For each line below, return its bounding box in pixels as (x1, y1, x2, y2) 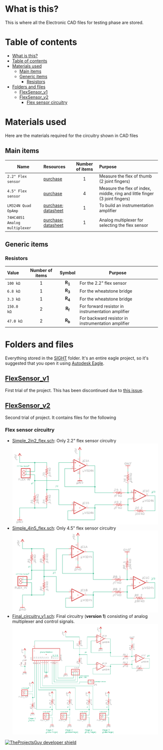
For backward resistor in (79, 316, 128, 321)
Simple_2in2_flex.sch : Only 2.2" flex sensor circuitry (12, 437, 116, 443)
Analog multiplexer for (99, 217, 144, 223)
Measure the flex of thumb (99, 173, 152, 179)
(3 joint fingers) (99, 196, 130, 201)
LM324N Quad (7, 203, 32, 208)
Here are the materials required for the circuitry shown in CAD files (5, 133, 138, 138)
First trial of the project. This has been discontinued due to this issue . (5, 387, 144, 393)
